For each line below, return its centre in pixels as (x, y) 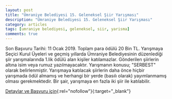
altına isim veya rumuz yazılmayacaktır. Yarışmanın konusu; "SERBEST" (81, 65)
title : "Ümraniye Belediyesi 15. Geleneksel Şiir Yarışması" (72, 15)
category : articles (26, 24)
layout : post (19, 10)
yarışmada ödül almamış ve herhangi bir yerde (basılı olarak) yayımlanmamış (86, 76)
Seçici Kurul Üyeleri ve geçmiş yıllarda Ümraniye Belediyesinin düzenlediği (84, 54)
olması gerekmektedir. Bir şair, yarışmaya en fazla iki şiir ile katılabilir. (78, 81)
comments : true (22, 34)
